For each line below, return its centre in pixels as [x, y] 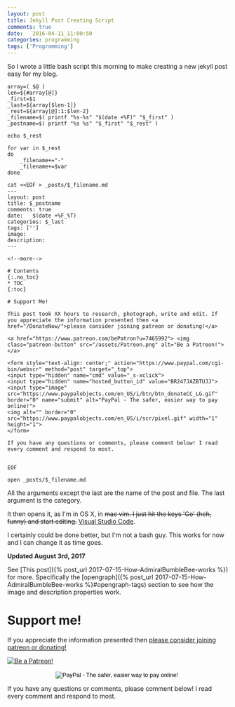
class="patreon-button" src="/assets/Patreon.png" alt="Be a [99, 345]
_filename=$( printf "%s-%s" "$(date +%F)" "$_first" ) [90, 117]
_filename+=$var [44, 166]
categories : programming [43, 40]
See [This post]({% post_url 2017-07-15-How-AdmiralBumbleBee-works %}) [118, 570]
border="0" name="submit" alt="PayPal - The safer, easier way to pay [113, 400]
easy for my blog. [33, 74]
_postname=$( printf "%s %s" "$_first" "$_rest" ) [83, 124]
